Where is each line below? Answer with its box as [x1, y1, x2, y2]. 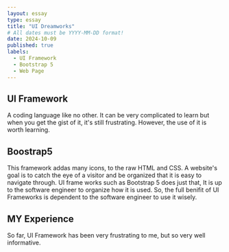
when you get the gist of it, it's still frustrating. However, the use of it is [7, 118, 207, 127]
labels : [7, 49, 29, 56]
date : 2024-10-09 [7, 36, 57, 43]
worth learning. [7, 126, 50, 134]
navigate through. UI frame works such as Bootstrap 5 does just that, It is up [7, 179, 223, 187]
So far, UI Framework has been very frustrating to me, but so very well [7, 231, 206, 239]
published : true [7, 42, 53, 49]
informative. [7, 238, 41, 247]
